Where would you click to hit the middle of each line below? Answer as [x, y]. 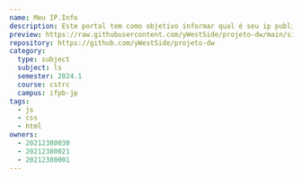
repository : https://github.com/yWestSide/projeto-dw [112, 43]
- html [30, 127]
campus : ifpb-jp [48, 93]
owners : [24, 135]
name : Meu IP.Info [44, 18]
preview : [26, 34]
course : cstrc [44, 85]
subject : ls [40, 68]
